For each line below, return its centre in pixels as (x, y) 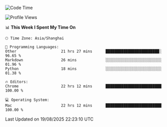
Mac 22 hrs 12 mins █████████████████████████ (83, 106)
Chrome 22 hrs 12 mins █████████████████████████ (83, 86)
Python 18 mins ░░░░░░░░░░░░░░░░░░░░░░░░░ (83, 69)
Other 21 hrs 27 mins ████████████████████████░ (83, 51)
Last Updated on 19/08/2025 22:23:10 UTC (49, 119)
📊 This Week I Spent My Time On (40, 27)
